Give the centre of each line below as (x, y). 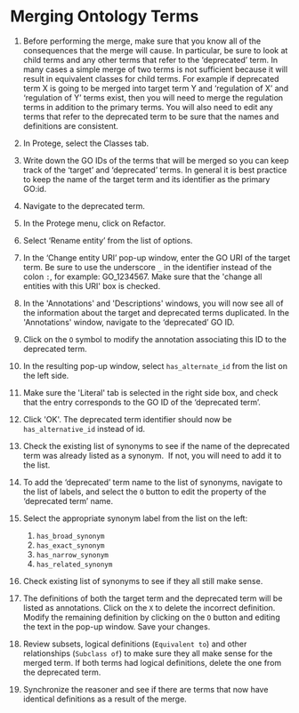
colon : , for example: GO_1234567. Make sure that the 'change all (142, 276)
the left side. (46, 375)
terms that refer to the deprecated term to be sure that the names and (151, 116)
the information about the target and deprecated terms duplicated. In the (156, 312)
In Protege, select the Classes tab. (86, 143)
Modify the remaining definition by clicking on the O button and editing (151, 617)
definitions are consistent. (71, 125)
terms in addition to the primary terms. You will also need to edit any (148, 107)
